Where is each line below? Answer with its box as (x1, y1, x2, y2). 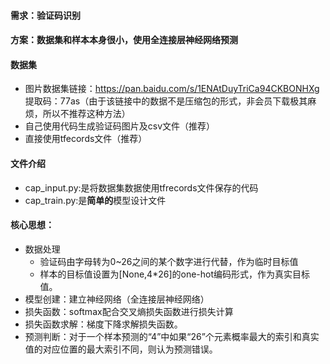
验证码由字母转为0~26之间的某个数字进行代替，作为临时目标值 (39, 255, 299, 267)
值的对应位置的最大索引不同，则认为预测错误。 (24, 343, 218, 355)
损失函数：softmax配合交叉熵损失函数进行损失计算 (24, 305, 234, 317)
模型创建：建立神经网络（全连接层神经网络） (24, 293, 210, 305)
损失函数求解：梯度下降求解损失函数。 (24, 318, 183, 330)
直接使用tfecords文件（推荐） (24, 133, 148, 145)
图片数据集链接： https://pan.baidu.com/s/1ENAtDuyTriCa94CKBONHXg (24, 83, 320, 95)
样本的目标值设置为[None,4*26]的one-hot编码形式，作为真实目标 (39, 268, 311, 280)
